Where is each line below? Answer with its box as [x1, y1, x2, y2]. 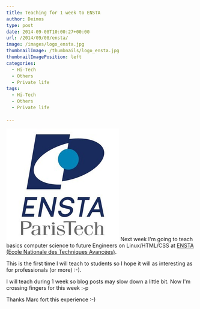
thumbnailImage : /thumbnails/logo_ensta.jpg [6, 48, 120, 54]
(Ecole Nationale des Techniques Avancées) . [6, 248, 117, 255]
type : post [6, 22, 34, 28]
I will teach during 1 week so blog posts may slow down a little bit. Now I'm [6, 278, 191, 285]
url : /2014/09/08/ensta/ [6, 35, 68, 41]
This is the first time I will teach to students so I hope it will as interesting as [6, 260, 193, 267]
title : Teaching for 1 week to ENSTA [6, 10, 101, 16]
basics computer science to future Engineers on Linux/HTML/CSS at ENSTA [6, 242, 194, 249]
